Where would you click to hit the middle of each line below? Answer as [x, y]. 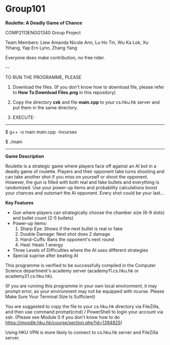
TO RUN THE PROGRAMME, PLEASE [44, 77]
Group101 [25, 9]
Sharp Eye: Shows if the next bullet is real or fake [71, 229]
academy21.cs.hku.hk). [29, 276]
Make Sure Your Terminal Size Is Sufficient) [50, 296]
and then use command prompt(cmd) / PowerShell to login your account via [84, 312]
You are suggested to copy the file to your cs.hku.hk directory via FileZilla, [83, 306]
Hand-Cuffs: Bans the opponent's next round [67, 239]
